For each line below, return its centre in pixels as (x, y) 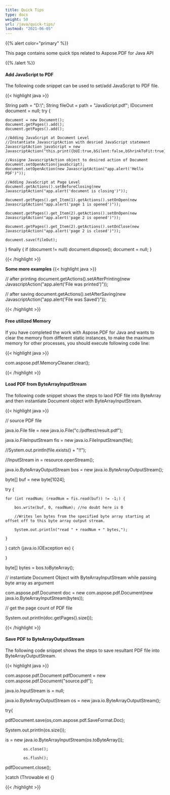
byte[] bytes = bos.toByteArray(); (40, 567)
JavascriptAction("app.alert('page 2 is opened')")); (63, 218)
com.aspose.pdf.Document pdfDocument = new (56, 675)
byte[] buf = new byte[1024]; (35, 479)
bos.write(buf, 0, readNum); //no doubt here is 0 (69, 507)
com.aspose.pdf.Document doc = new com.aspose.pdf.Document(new (79, 593)
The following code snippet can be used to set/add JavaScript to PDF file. (82, 86)
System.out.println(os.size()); (36, 730)
